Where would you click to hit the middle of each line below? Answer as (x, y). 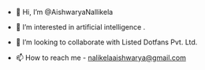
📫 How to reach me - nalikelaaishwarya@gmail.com (101, 58)
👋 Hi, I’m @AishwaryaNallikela (64, 12)
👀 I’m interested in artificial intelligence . (80, 27)
